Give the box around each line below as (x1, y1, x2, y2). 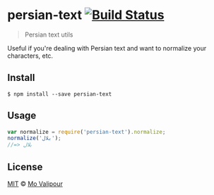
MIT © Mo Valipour (7, 180, 64, 188)
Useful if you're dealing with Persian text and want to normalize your (7, 44, 207, 52)
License (7, 161, 43, 172)
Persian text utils (24, 30, 73, 39)
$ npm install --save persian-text (7, 90, 112, 98)
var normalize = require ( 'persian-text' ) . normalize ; (7, 128, 166, 135)
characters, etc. (7, 51, 54, 60)
